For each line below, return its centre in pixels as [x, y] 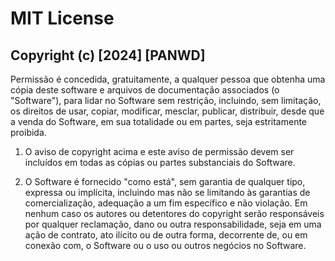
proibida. [28, 132]
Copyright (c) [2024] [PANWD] [108, 55]
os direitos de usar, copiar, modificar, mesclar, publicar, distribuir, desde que [167, 111]
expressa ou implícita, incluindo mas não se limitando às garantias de [167, 192]
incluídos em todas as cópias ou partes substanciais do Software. [160, 162]
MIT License [62, 18]
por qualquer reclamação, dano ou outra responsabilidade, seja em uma [173, 224]
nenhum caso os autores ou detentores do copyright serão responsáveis [174, 213]
